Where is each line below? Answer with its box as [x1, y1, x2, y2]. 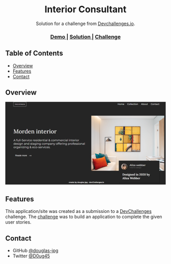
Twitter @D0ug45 [12, 253, 50, 259]
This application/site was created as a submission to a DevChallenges [5, 208, 152, 214]
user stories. [5, 219, 32, 225]
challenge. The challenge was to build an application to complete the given [5, 213, 162, 220]
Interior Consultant [44, 4, 127, 15]
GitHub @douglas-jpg [12, 248, 59, 253]
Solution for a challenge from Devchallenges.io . [36, 20, 135, 27]
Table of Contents [5, 49, 64, 58]
